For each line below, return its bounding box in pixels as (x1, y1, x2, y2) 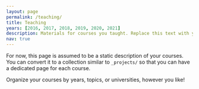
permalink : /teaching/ (6, 14, 62, 20)
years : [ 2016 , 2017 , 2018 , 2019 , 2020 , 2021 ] (6, 25, 121, 31)
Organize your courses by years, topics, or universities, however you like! (6, 76, 185, 83)
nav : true (6, 36, 31, 42)
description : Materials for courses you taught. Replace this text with (6, 31, 190, 37)
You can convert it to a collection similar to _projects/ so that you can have (6, 58, 191, 65)
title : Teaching (6, 19, 46, 25)
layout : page (6, 8, 38, 15)
